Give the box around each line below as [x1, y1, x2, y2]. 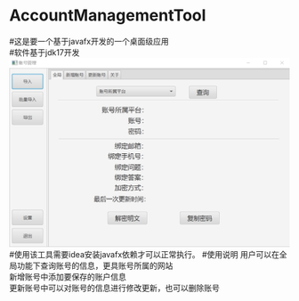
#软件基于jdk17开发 [9, 46, 80, 58]
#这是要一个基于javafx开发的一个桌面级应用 [9, 36, 169, 46]
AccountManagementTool [9, 5, 206, 26]
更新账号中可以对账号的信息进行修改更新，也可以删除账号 [9, 282, 220, 294]
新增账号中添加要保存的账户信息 [9, 272, 126, 282]
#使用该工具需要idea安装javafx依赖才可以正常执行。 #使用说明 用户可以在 [9, 249, 280, 260]
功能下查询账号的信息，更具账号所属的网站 [16, 260, 174, 272]
